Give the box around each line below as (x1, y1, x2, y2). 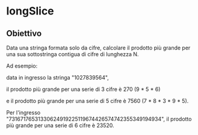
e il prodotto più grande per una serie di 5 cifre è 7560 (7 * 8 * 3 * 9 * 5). (6, 98, 189, 104)
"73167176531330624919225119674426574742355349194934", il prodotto (6, 116, 192, 122)
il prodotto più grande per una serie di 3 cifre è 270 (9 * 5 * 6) (6, 86, 161, 93)
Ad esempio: (6, 62, 38, 69)
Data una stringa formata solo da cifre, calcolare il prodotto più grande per (6, 44, 191, 51)
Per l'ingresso (6, 109, 41, 116)
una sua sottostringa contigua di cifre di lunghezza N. (6, 51, 139, 58)
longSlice (6, 4, 54, 18)
